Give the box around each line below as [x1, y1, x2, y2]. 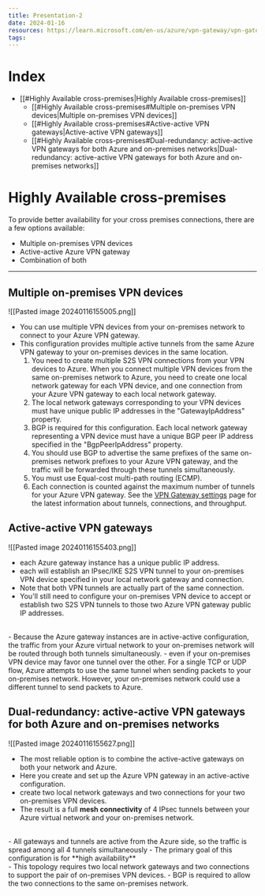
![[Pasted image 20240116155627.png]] [8, 739, 136, 748]
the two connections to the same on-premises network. [8, 879, 189, 888]
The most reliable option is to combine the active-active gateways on [19, 754, 244, 763]
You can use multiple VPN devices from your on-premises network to [19, 322, 245, 331]
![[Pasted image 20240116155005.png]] [8, 306, 136, 316]
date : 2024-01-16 [8, 19, 65, 27]
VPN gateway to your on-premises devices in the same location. [19, 347, 229, 357]
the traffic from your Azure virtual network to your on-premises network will [8, 640, 255, 649]
